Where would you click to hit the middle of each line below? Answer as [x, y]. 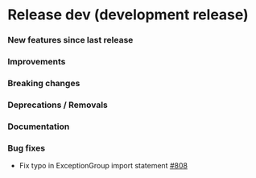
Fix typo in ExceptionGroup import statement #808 [103, 166]
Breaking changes [44, 83]
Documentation [39, 126]
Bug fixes [27, 148]
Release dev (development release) [128, 15]
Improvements [37, 62]
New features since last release [70, 40]
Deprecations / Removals [58, 105]
